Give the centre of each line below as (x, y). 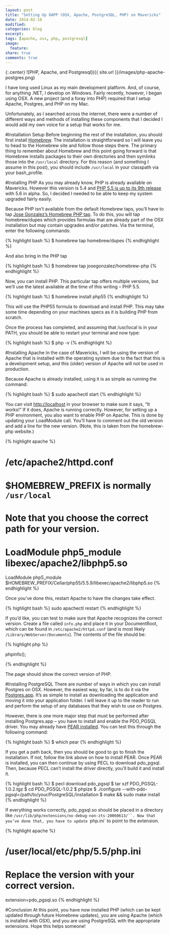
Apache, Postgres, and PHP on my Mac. (47, 104)
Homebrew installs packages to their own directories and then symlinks (80, 156)
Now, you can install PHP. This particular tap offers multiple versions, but (82, 281)
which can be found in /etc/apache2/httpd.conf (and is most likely (75, 629)
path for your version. (52, 529)
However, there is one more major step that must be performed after (77, 716)
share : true (18, 53)
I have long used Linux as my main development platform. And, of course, (83, 88)
